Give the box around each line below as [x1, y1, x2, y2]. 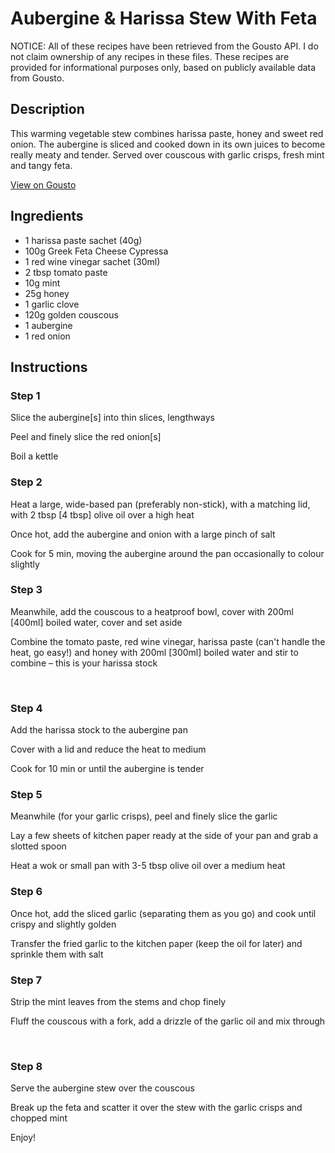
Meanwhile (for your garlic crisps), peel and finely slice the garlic [10, 810, 278, 822]
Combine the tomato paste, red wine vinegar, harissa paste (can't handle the [10, 635, 326, 647]
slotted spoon [10, 840, 67, 852]
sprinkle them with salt [10, 948, 104, 960]
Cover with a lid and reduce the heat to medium [10, 743, 207, 756]
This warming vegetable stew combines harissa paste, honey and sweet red [10, 127, 324, 139]
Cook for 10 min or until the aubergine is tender [10, 763, 205, 775]
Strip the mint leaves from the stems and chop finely [10, 996, 227, 1008]
